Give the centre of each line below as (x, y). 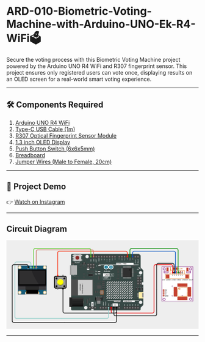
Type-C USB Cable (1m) (45, 129)
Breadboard (30, 155)
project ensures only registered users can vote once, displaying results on (99, 72)
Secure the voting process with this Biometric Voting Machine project (93, 59)
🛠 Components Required (55, 105)
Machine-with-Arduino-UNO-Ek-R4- (101, 24)
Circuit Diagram (37, 229)
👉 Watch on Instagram (36, 202)
